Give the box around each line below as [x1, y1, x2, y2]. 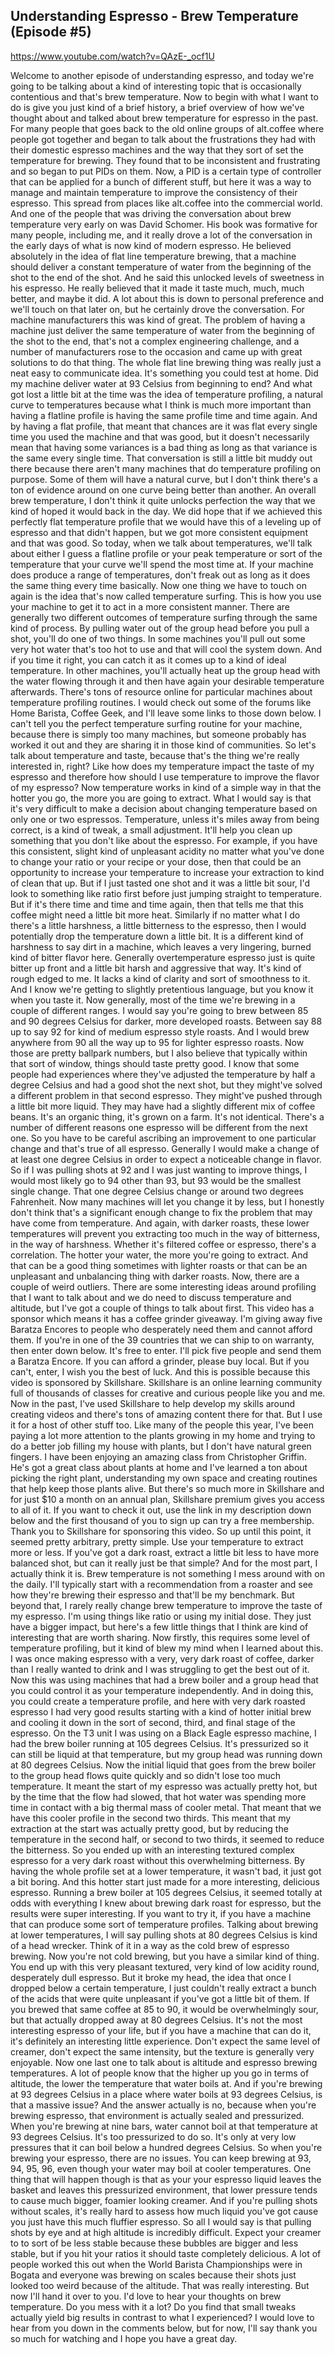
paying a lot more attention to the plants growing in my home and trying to [10, 1429, 316, 1441]
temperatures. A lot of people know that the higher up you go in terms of [10, 2067, 310, 2079]
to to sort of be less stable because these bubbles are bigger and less [10, 2237, 299, 2249]
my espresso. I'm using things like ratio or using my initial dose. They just [10, 1610, 312, 1622]
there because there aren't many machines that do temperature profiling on [10, 462, 322, 474]
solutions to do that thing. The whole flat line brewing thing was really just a [10, 356, 322, 368]
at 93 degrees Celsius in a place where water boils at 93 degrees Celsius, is [10, 2088, 323, 2100]
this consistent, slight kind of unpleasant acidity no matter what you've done [10, 845, 325, 857]
